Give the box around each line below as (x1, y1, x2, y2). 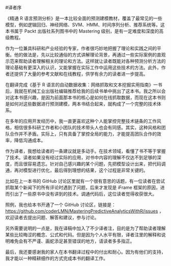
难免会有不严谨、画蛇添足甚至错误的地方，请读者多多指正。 (9, 238, 135, 244)
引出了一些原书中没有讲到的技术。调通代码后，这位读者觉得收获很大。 (9, 191, 157, 197)
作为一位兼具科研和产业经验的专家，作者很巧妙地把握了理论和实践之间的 (5, 45, 157, 51)
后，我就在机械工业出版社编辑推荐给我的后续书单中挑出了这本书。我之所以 (5, 88, 161, 94)
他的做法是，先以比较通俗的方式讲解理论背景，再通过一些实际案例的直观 (14, 52, 166, 58)
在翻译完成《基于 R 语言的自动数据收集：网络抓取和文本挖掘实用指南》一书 (5, 82, 162, 88)
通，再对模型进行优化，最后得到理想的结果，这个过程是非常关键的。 (5, 167, 148, 173)
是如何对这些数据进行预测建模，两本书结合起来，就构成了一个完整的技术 (5, 101, 157, 107)
